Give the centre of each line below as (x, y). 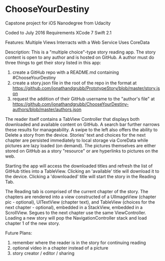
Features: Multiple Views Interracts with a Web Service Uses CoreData (78, 42)
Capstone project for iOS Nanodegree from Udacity (58, 23)
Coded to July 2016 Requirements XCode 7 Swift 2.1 (59, 32)
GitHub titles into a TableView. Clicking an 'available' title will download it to (82, 171)
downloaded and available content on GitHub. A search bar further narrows (82, 124)
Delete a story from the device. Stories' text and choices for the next (76, 135)
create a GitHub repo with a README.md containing (66, 72)
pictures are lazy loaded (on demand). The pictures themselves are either (81, 145)
